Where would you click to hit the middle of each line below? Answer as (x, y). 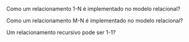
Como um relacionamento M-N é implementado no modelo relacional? (95, 20)
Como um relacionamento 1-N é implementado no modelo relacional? (93, 9)
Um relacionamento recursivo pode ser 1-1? (61, 32)
